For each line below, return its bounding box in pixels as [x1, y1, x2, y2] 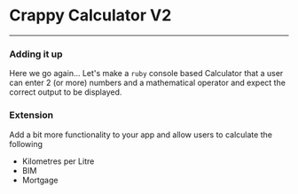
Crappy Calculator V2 [9, 5, 172, 26]
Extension [9, 109, 54, 121]
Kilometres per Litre [21, 156, 95, 167]
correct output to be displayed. [9, 87, 122, 97]
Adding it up [9, 48, 64, 60]
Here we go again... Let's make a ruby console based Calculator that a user [9, 68, 284, 79]
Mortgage [21, 175, 59, 185]
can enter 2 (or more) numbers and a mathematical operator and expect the [9, 77, 286, 89]
